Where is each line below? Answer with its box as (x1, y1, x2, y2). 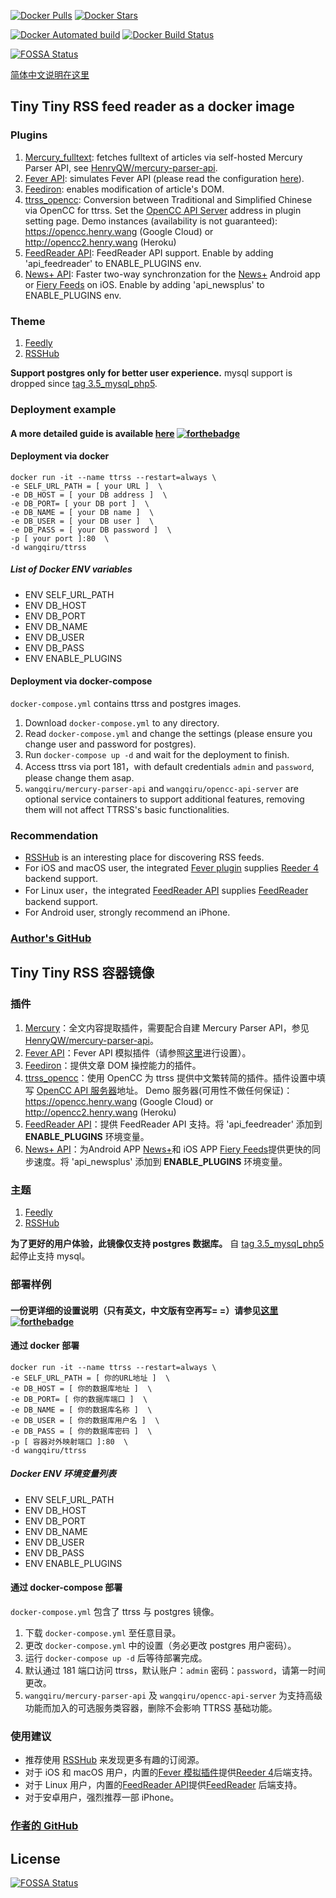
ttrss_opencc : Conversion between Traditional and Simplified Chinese (24, 193, 313, 205)
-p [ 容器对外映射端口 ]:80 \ (10, 1436, 129, 1447)
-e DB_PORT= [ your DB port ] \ (10, 498, 150, 509)
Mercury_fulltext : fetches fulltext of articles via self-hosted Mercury (24, 151, 303, 163)
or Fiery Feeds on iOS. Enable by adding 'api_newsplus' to (24, 278, 265, 290)
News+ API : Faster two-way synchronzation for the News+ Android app (24, 268, 321, 280)
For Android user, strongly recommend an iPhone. (24, 906, 231, 919)
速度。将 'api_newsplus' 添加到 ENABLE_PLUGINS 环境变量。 (33, 1155, 288, 1167)
